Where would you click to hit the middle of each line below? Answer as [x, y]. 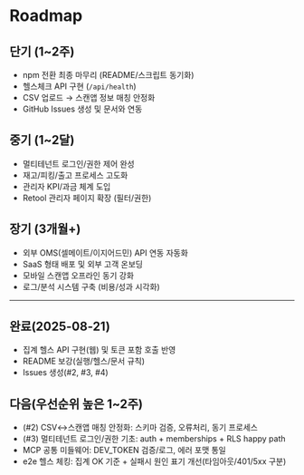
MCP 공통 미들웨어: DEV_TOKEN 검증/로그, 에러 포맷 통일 [124, 451]
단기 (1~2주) [42, 51]
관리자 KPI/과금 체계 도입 [66, 186]
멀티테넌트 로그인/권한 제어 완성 [78, 163]
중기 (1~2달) [42, 140]
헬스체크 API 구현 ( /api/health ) [80, 86]
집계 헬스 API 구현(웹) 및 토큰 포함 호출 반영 [99, 350]
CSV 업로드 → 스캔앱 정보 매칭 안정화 [89, 97]
